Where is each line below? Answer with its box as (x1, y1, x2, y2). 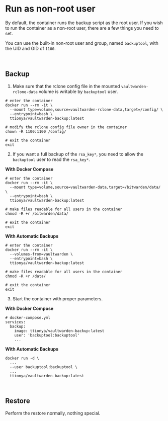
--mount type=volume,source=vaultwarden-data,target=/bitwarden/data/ (10, 185, 161, 190)
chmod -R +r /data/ (5, 274, 46, 279)
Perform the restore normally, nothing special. (5, 410, 101, 416)
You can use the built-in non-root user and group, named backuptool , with (5, 40, 158, 46)
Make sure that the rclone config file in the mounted (12, 83, 120, 89)
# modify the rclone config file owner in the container (5, 124, 127, 130)
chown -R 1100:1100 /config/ (5, 129, 66, 134)
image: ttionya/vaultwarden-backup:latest (14, 328, 105, 333)
